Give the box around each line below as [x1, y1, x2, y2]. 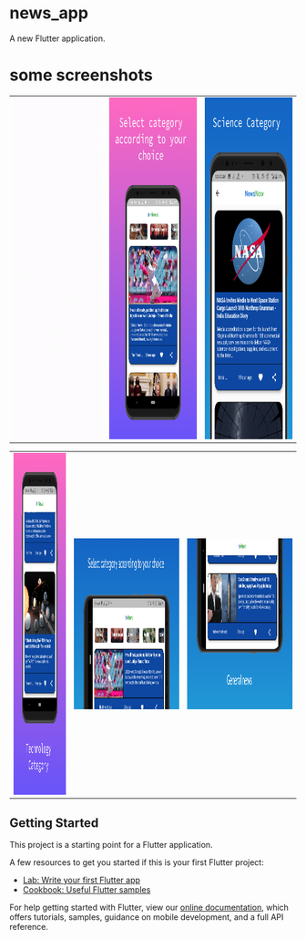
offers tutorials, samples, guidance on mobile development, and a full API [9, 912, 284, 923]
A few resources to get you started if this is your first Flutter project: [9, 857, 264, 868]
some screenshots [9, 65, 153, 86]
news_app [9, 3, 89, 24]
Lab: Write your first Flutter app [22, 874, 141, 886]
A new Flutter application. [9, 33, 106, 44]
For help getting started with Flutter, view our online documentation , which [9, 902, 290, 913]
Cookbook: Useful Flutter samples [22, 884, 151, 895]
